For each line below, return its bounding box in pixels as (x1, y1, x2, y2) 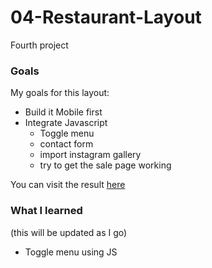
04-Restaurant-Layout (10, 6, 202, 29)
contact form (39, 138, 94, 150)
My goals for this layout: (10, 87, 110, 99)
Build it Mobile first (24, 106, 103, 118)
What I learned (10, 204, 83, 218)
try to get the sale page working (39, 159, 172, 171)
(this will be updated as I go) (10, 226, 128, 238)
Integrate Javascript (24, 117, 108, 129)
